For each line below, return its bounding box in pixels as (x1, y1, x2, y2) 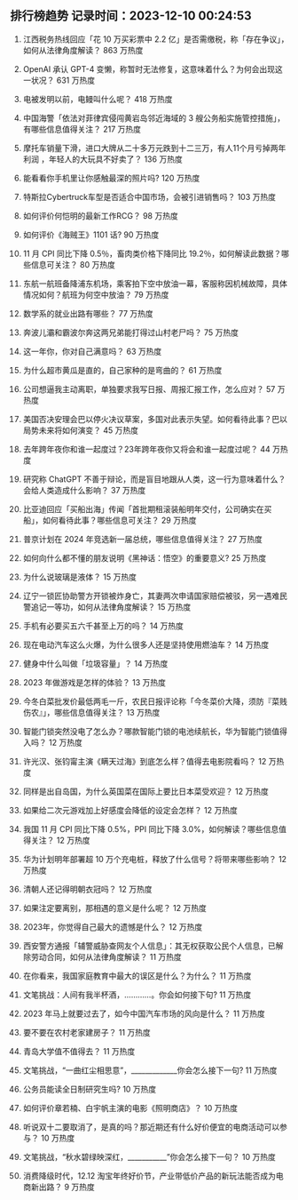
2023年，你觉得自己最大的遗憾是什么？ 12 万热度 (22, 921, 203, 932)
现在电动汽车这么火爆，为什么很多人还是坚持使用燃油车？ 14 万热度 (22, 639, 270, 650)
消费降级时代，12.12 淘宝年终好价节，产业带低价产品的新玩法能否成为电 (22, 1170, 285, 1180)
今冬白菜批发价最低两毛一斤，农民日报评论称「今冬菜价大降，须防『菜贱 (22, 696, 287, 707)
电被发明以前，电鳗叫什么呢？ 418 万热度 (22, 93, 173, 104)
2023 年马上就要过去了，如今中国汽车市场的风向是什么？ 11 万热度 (22, 1008, 265, 1019)
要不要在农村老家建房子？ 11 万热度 (22, 1027, 152, 1037)
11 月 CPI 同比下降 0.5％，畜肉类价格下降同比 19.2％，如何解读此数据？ (22, 248, 282, 259)
